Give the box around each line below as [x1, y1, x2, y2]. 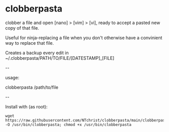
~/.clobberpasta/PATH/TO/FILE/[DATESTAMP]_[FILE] [5, 55, 115, 61]
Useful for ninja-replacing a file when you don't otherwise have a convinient [5, 35, 162, 41]
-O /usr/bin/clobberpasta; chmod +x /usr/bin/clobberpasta [5, 122, 132, 127]
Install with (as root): [5, 103, 48, 109]
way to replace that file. [5, 40, 54, 46]
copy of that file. [5, 25, 39, 31]
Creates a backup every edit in [5, 50, 69, 56]
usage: [5, 74, 20, 80]
